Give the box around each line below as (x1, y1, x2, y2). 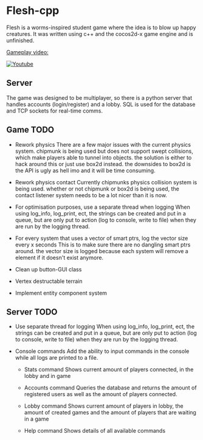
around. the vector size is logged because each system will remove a (15, 247, 188, 254)
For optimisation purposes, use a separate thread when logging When (15, 203, 190, 211)
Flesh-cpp (6, 4, 60, 18)
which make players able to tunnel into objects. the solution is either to (15, 153, 192, 161)
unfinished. (6, 37, 35, 44)
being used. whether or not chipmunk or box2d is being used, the (15, 185, 179, 192)
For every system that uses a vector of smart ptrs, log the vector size (15, 234, 188, 242)
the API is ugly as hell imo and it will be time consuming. (15, 167, 156, 174)
